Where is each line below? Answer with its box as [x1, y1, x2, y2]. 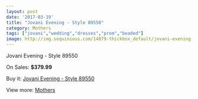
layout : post [6, 8, 38, 15]
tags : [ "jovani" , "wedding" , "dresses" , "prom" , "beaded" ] [6, 31, 144, 37]
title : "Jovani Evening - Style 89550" [6, 19, 104, 25]
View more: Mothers [6, 87, 55, 93]
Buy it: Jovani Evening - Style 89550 [6, 75, 95, 82]
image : [6, 36, 22, 42]
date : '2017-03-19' [6, 14, 54, 20]
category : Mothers [6, 25, 51, 31]
